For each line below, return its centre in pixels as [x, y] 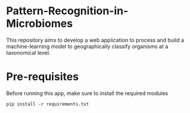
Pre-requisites [43, 77]
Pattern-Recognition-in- [67, 11]
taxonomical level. [28, 52]
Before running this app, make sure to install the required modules [87, 93]
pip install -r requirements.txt [48, 104]
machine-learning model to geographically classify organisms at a [87, 46]
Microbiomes [40, 23]
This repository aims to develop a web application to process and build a [95, 40]
